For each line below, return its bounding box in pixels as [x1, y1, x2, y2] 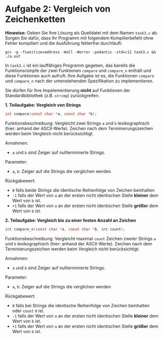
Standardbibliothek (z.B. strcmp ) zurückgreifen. [5, 93, 100, 98]
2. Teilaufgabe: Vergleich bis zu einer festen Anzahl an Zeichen [5, 217, 136, 223]
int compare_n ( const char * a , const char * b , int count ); [5, 226, 125, 232]
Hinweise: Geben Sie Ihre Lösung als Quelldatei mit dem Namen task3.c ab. [5, 30, 159, 36]
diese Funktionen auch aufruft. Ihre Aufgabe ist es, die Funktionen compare [5, 73, 155, 78]
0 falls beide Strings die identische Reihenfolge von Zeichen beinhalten [12, 187, 155, 193]
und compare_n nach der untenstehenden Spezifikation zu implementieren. [5, 78, 154, 84]
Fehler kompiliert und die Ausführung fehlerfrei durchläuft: [5, 40, 122, 46]
